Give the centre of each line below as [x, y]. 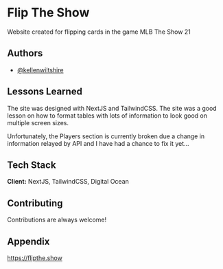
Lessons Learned [45, 92]
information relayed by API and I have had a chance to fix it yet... [98, 143]
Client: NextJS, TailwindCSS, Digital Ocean [68, 182]
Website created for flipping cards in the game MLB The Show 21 [99, 32]
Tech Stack [32, 165]
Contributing [35, 203]
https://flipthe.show [35, 258]
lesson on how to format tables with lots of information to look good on [107, 116]
